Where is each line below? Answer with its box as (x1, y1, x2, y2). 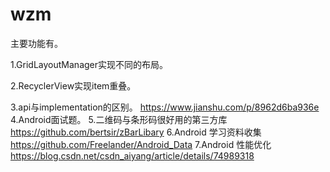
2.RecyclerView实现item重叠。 (10, 79, 137, 92)
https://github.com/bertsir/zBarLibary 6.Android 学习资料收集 (10, 126, 262, 138)
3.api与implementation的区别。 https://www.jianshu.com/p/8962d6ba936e (10, 101, 320, 113)
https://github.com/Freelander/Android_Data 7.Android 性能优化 (10, 138, 272, 150)
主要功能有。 (10, 37, 63, 49)
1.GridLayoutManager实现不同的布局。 (10, 58, 169, 70)
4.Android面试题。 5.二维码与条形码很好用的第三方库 (10, 113, 228, 125)
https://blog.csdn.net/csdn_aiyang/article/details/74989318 (10, 149, 255, 162)
